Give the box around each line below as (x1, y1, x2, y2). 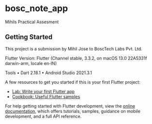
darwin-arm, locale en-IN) (5, 60, 57, 66)
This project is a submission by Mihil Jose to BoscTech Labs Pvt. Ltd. (5, 46, 143, 51)
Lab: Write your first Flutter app (12, 88, 75, 94)
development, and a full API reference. (5, 113, 82, 119)
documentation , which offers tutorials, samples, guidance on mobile (5, 108, 140, 114)
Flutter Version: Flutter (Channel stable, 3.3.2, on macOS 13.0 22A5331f (5, 55, 147, 61)
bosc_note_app (5, 3, 68, 14)
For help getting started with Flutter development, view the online (5, 103, 136, 109)
